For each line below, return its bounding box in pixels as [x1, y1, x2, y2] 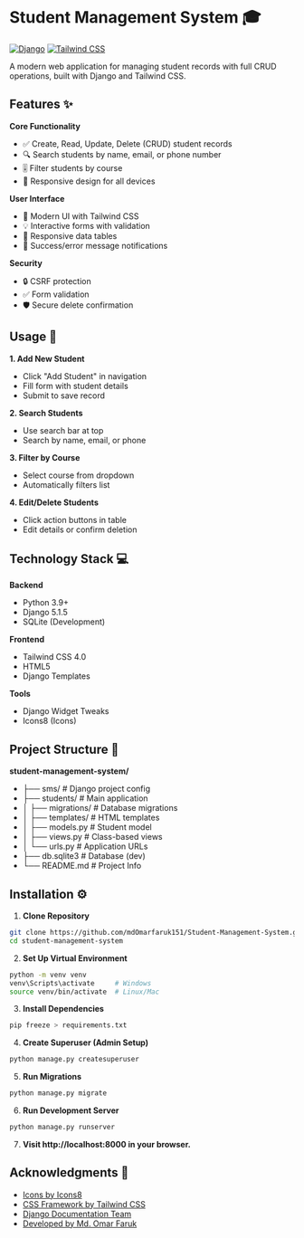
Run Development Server [22, 1105, 119, 1116]
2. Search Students [9, 407, 83, 418]
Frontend [9, 634, 45, 645]
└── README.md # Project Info [22, 861, 142, 871]
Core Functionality [9, 120, 81, 131]
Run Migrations [22, 1071, 82, 1082]
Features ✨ [9, 97, 73, 112]
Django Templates [22, 671, 90, 681]
